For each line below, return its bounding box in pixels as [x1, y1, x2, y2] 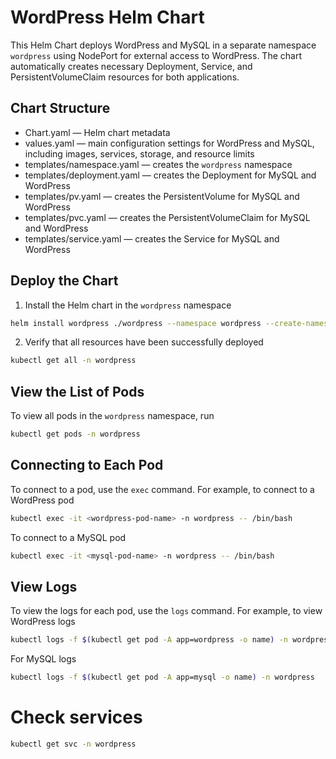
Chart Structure [10, 100, 111, 117]
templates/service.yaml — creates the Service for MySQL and [24, 232, 280, 245]
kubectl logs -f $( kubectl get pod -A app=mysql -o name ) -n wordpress [10, 672, 315, 683]
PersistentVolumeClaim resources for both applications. [10, 71, 240, 83]
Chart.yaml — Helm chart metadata [24, 126, 171, 138]
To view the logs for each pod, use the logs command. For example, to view [10, 605, 323, 617]
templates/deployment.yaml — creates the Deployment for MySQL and [24, 169, 317, 181]
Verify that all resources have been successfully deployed [24, 336, 264, 348]
